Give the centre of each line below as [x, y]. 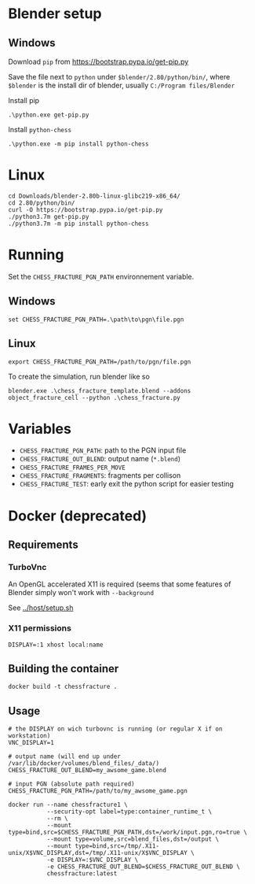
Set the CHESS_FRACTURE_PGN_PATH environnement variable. [101, 276]
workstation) [29, 736]
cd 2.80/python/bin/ [42, 203]
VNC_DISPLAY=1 [31, 743]
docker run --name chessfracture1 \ [68, 805]
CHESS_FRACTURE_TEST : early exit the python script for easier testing [126, 484]
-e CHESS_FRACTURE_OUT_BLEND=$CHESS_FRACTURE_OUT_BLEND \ [144, 867]
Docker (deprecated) [78, 516]
